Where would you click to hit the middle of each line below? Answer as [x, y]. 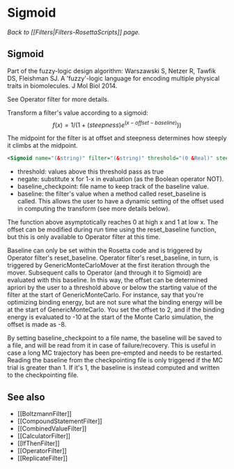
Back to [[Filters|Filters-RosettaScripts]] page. [74, 32]
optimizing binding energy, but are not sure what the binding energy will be [115, 302]
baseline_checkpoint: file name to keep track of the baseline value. [113, 187]
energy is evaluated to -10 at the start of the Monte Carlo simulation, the [110, 317]
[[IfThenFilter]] [39, 443]
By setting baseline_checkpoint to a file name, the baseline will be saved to [115, 338]
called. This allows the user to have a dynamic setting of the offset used [120, 201]
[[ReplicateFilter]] [42, 459]
